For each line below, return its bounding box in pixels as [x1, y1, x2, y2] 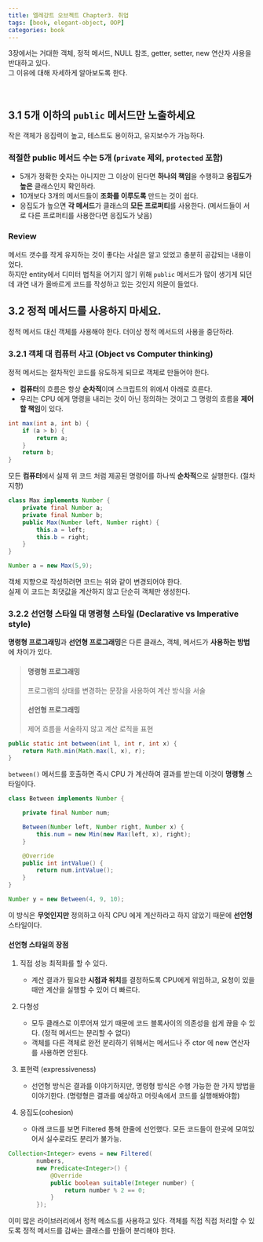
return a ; [36, 434, 68, 442]
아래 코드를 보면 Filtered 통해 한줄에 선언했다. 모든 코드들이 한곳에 [31, 1124, 234, 1134]
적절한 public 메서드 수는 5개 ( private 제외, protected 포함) [8, 152, 224, 163]
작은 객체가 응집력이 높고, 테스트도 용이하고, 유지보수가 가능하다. [8, 131, 206, 140]
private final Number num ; [22, 809, 111, 817]
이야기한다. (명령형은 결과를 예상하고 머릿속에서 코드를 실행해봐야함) [31, 1091, 240, 1101]
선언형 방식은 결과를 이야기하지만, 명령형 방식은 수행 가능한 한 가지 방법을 [31, 1081, 256, 1091]
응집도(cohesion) [19, 1108, 74, 1117]
